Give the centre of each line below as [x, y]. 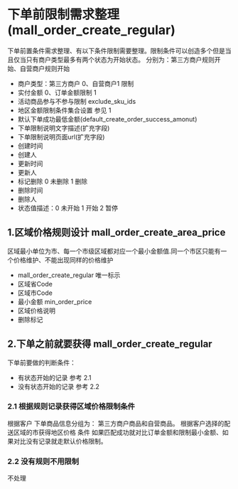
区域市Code [35, 293]
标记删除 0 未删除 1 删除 [53, 181]
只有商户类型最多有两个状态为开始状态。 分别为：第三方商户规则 [120, 59]
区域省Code [35, 284]
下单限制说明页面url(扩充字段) [61, 136]
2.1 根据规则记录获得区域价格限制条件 [71, 407]
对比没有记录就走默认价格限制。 [60, 441]
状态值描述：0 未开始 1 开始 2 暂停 [68, 208]
